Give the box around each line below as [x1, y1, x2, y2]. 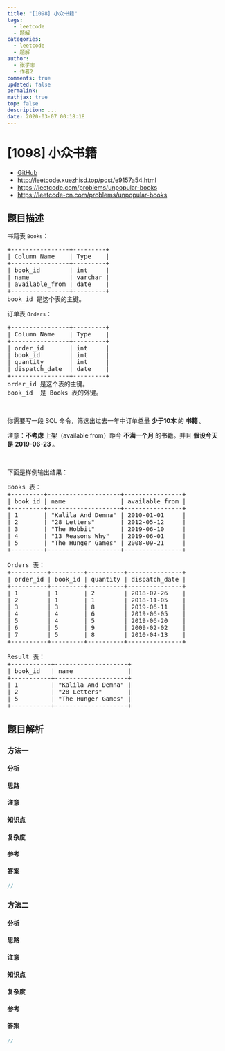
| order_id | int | [7, 344, 110, 352]
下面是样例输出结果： [7, 468, 68, 476]
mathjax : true [7, 94, 48, 101]
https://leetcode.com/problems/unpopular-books [17, 183, 158, 191]
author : [7, 55, 30, 62]
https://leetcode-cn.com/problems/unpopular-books [17, 190, 168, 199]
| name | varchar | [7, 273, 110, 281]
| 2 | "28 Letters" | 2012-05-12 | [7, 519, 187, 526]
